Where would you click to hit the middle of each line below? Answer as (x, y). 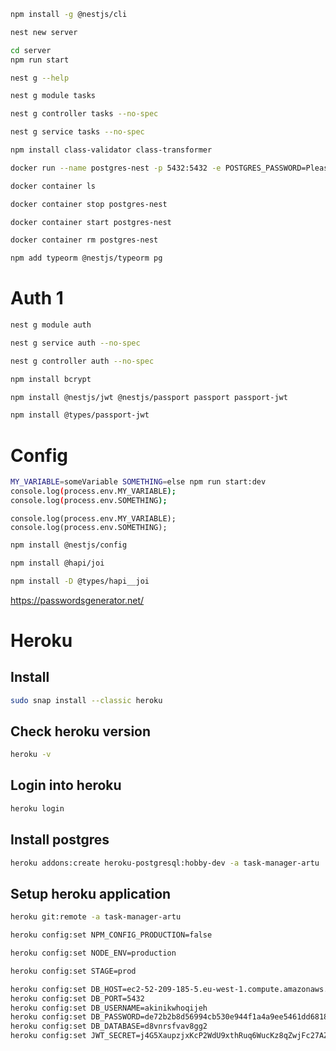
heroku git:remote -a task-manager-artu (96, 917)
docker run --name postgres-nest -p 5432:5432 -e (116, 168)
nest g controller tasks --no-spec (84, 114)
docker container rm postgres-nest (84, 240)
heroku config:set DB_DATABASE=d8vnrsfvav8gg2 (109, 1026)
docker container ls (53, 186)
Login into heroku (66, 785)
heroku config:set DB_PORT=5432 (77, 998)
